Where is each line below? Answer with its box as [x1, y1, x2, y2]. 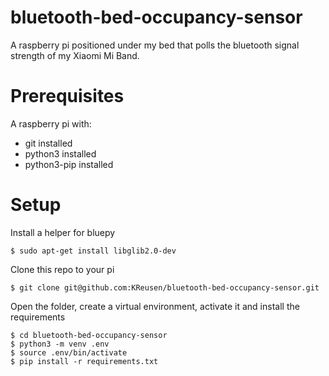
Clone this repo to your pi [10, 263, 115, 275]
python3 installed [24, 147, 97, 160]
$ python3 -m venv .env [10, 339, 110, 349]
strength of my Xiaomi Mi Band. [10, 49, 140, 61]
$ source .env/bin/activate [10, 347, 128, 358]
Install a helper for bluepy [10, 226, 116, 238]
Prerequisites [10, 85, 125, 108]
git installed [24, 137, 73, 149]
